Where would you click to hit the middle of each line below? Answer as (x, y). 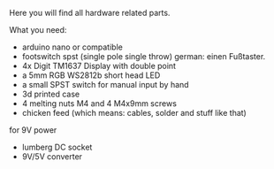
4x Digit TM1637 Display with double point (99, 66)
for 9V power (33, 130)
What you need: (38, 30)
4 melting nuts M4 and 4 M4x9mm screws (99, 104)
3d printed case (51, 94)
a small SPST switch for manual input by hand (105, 84)
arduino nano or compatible (72, 47)
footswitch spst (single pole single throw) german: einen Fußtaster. (144, 56)
